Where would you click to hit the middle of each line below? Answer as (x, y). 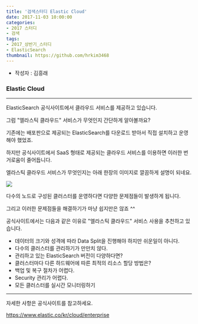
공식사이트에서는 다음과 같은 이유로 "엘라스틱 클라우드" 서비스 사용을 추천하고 (95, 221)
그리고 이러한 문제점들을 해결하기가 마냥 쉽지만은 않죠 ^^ (71, 208)
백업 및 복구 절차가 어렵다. (44, 270)
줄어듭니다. (39, 160)
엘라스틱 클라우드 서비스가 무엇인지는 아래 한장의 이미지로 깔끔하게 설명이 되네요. (99, 172)
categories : (21, 22)
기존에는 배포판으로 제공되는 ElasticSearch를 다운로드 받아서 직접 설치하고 (92, 133)
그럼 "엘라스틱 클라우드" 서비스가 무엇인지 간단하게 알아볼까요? (78, 120)
